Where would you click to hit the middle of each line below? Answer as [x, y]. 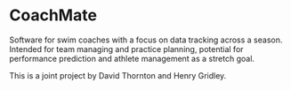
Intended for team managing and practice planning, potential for [126, 49]
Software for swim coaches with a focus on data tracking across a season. [146, 40]
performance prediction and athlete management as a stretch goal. [132, 58]
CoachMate [53, 15]
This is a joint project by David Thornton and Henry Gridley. [118, 75]
